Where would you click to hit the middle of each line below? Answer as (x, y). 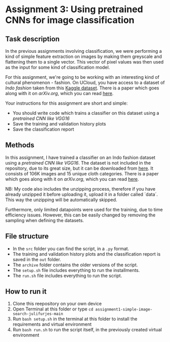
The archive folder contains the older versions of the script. (75, 265)
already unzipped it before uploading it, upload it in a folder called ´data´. (82, 194)
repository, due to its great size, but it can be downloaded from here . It (79, 168)
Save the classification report (43, 129)
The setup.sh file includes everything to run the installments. (76, 270)
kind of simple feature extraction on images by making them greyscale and (83, 56)
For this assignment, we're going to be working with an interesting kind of (82, 77)
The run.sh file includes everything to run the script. (67, 275)
